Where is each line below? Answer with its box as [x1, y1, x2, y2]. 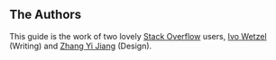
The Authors [9, 7, 82, 22]
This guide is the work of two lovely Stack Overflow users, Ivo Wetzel [9, 30, 268, 41]
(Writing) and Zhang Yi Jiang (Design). [9, 40, 152, 51]
